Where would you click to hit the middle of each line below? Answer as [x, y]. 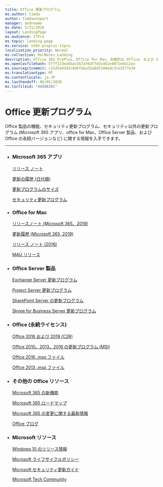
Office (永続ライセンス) [39, 325]
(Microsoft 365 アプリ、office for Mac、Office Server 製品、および [85, 132]
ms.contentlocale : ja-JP [30, 77]
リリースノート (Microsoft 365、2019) [50, 224]
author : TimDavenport [27, 18]
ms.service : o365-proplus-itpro [38, 46]
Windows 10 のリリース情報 [40, 449]
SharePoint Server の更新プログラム [48, 301]
